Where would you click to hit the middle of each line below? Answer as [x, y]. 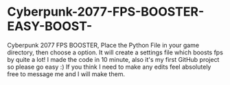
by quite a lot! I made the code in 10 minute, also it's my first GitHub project [113, 59]
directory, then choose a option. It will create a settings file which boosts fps [115, 52]
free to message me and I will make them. [66, 74]
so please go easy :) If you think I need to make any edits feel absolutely [109, 67]
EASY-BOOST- [50, 26]
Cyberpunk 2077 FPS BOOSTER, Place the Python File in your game [103, 45]
